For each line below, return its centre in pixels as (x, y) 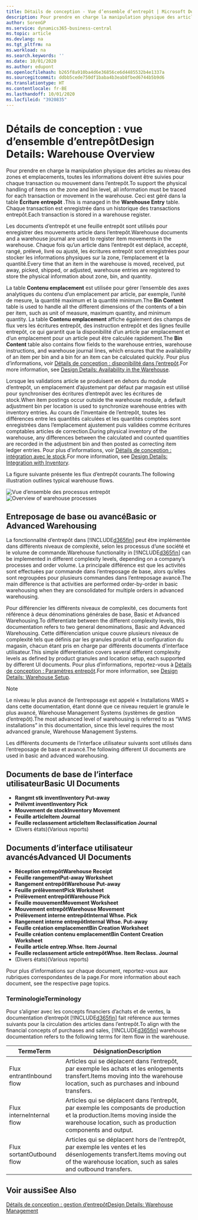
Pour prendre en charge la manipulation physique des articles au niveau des (98, 170)
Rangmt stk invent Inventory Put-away (62, 798)
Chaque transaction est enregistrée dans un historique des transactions (93, 208)
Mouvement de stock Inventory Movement (67, 811)
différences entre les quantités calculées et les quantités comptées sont (93, 418)
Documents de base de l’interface (70, 774)
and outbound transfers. (99, 1169)
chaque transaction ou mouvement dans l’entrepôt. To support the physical (97, 183)
